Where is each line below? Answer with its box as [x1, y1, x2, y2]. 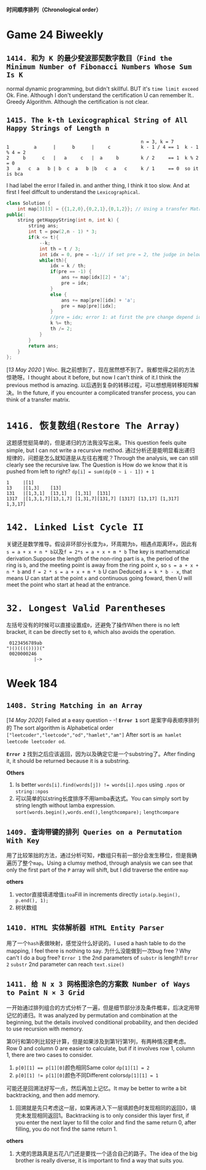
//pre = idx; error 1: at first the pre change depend [50, 314, 193, 321]
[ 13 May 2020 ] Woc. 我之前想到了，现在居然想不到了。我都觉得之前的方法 [6, 366, 195, 373]
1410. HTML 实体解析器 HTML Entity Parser [6, 924, 164, 932]
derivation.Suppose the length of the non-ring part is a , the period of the [6, 555, 189, 563]
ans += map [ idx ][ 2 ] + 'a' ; [61, 275, 131, 281]
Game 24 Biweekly [6, 28, 104, 42]
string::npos [15, 789, 49, 795]
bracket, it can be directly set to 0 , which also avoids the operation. [6, 628, 176, 636]
